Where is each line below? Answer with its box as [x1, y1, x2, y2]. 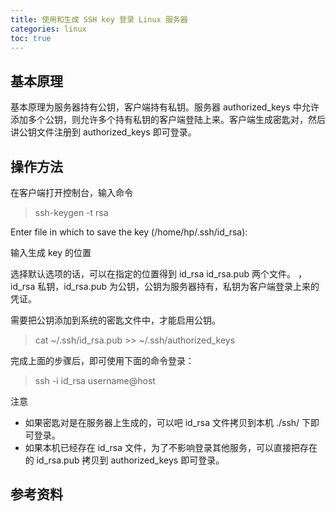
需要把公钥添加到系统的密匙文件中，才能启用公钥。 [10, 314, 221, 326]
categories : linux [10, 24, 87, 34]
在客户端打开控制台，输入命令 [10, 187, 133, 198]
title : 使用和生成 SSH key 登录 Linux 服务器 [10, 14, 188, 25]
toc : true [10, 33, 52, 43]
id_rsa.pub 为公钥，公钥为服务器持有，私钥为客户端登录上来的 [63, 281, 320, 292]
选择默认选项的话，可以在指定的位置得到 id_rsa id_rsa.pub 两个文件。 [10, 268, 296, 280]
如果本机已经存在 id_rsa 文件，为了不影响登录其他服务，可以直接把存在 [24, 442, 318, 453]
